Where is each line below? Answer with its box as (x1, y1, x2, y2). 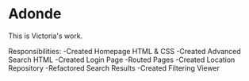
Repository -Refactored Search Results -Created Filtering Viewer (8, 63, 220, 72)
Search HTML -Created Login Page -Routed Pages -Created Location (8, 55, 236, 64)
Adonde (8, 5, 62, 23)
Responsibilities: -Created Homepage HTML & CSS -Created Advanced (8, 46, 242, 56)
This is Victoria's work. (8, 31, 83, 40)
